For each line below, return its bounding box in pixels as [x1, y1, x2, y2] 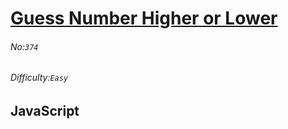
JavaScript [10, 103, 80, 119]
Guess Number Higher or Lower [10, 7, 278, 30]
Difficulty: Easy [10, 72, 69, 84]
